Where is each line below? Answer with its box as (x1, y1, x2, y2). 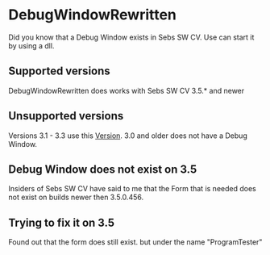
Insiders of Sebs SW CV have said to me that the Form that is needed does (8, 184, 256, 194)
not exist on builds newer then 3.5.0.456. (8, 192, 143, 203)
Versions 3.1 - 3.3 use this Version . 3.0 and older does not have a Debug (8, 131, 247, 140)
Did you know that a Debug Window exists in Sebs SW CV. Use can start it (8, 32, 255, 42)
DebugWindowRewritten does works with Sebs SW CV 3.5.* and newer (8, 86, 245, 95)
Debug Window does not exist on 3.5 (8, 162, 197, 176)
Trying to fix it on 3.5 (8, 215, 115, 229)
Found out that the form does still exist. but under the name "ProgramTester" (8, 237, 263, 247)
